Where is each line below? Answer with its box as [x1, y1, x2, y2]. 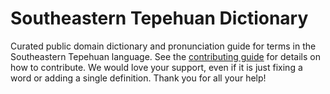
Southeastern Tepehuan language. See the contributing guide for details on [10, 50, 322, 62]
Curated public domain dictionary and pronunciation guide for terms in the [10, 40, 317, 52]
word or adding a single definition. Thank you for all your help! [10, 72, 267, 84]
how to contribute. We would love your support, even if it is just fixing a [10, 61, 303, 73]
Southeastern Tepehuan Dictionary [10, 7, 309, 30]
